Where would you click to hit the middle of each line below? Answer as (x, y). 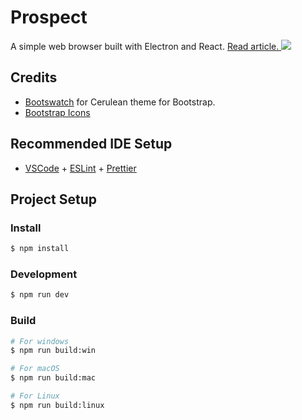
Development (44, 274)
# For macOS (35, 369)
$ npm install (40, 249)
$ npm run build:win (53, 351)
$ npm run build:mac (53, 378)
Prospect (49, 17)
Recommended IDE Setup (91, 144)
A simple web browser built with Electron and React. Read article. (145, 46)
